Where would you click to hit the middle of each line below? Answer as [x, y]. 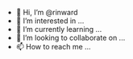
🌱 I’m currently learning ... [59, 29]
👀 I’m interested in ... [50, 21]
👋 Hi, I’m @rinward [47, 12]
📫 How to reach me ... [53, 47]
